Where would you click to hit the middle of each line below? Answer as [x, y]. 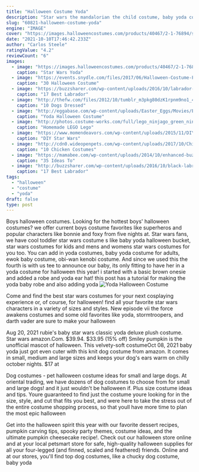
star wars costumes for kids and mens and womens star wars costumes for [98, 247]
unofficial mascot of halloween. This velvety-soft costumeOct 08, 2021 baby [99, 345]
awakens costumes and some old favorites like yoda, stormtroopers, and [95, 315]
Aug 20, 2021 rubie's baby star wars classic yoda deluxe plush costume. [94, 333]
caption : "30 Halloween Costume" [58, 84]
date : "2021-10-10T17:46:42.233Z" [49, 39]
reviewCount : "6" [28, 56]
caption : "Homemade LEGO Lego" [55, 127]
